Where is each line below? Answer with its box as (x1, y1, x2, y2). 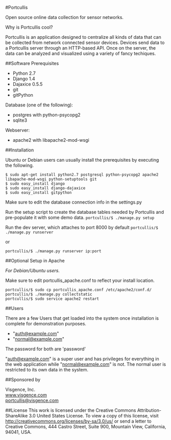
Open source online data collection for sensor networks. (5, 14, 124, 20)
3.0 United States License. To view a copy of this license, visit (29, 413, 159, 419)
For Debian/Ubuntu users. (5, 268, 60, 273)
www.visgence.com (5, 392, 47, 398)
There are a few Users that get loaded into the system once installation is (5, 315, 159, 321)
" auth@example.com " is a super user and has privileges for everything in (5, 356, 159, 362)
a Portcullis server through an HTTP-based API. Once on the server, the (5, 45, 156, 51)
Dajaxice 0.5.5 (12, 81, 43, 87)
